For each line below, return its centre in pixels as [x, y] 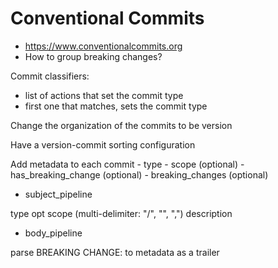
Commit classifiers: [50, 76]
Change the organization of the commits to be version [121, 125]
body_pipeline [53, 233]
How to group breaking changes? [93, 56]
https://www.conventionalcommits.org [103, 46]
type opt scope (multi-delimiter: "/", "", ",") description [121, 213]
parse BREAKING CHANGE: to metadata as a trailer [115, 252]
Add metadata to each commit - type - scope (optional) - [127, 164]
